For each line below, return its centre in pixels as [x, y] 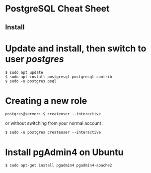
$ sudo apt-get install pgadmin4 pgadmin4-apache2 [59, 166]
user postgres [35, 59]
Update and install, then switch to [76, 48]
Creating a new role [46, 101]
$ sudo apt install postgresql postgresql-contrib [59, 77]
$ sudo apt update [24, 72]
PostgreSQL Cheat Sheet [57, 9]
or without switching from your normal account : [54, 123]
